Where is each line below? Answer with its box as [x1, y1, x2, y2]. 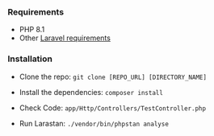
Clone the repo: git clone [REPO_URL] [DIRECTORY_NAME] [19, 72, 208, 81]
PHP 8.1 [19, 25, 45, 35]
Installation [7, 53, 53, 64]
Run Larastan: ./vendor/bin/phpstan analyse [19, 118, 169, 128]
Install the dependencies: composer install [19, 87, 163, 97]
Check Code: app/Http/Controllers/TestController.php [19, 103, 207, 113]
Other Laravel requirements [19, 33, 111, 43]
